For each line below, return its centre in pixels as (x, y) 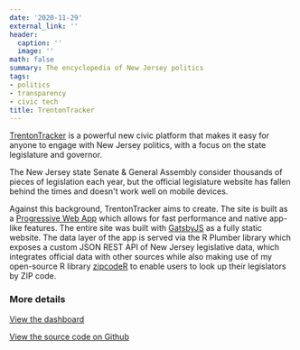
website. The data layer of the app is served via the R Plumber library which (150, 238)
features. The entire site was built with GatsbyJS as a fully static (143, 228)
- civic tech (34, 101)
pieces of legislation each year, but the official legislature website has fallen (150, 182)
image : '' (36, 51)
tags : (19, 77)
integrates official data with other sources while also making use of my (141, 257)
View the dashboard (47, 319)
